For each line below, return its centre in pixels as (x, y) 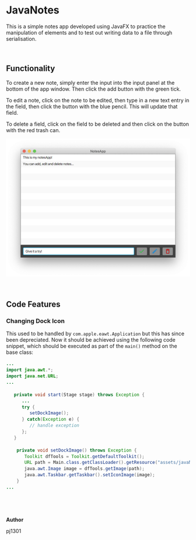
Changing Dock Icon (36, 321)
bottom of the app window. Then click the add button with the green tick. (94, 89)
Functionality (31, 69)
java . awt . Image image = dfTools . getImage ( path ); (84, 469)
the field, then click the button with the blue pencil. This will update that (92, 106)
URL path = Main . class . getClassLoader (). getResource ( (91, 463)
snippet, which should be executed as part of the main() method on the (92, 346)
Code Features (33, 305)
